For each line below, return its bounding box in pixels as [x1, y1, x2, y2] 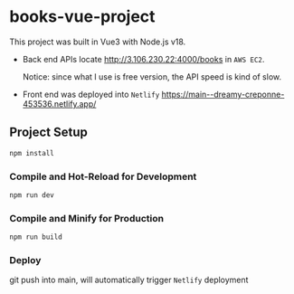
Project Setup [9, 125, 89, 140]
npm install [9, 148, 54, 157]
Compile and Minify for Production [9, 212, 165, 224]
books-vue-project [9, 6, 156, 27]
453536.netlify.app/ [22, 98, 97, 109]
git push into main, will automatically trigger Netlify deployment [9, 274, 249, 286]
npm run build [9, 232, 63, 242]
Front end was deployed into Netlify [22, 89, 160, 100]
